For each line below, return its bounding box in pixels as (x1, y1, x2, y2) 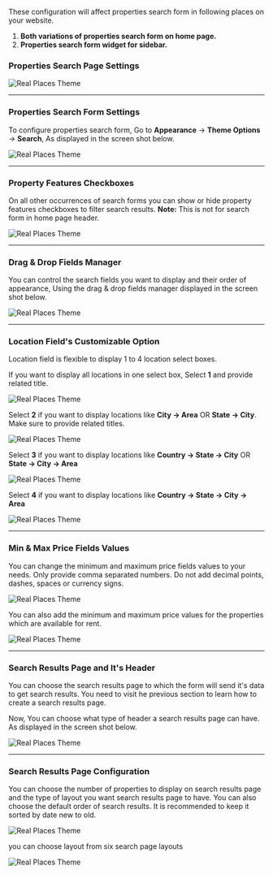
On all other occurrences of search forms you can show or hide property (8, 195, 252, 206)
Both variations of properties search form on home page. (19, 32, 217, 41)
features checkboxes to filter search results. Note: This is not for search (8, 204, 250, 214)
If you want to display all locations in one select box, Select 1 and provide (8, 370, 253, 380)
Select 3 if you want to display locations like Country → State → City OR (8, 450, 250, 460)
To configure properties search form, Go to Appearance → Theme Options (8, 125, 261, 135)
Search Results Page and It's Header (8, 662, 156, 673)
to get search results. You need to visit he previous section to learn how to (8, 690, 258, 699)
